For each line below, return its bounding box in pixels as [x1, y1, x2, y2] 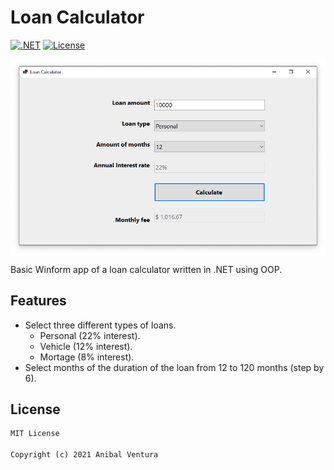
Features [10, 292, 67, 310]
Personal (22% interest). [39, 329, 141, 341]
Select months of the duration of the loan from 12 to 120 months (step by [24, 361, 325, 373]
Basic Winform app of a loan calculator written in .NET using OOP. [10, 263, 283, 275]
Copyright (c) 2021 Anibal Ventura [10, 450, 159, 460]
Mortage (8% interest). [39, 351, 135, 363]
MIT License [10, 429, 60, 439]
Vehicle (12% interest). [39, 340, 133, 352]
